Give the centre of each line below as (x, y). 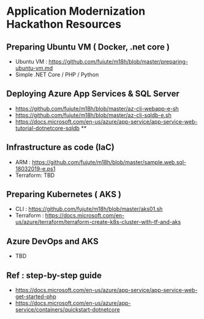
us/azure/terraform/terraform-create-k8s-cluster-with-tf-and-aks (98, 222)
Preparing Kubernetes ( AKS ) (64, 194)
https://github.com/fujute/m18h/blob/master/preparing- (118, 62)
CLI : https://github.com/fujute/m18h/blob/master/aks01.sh (89, 209)
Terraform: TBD (35, 175)
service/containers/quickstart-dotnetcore (68, 310)
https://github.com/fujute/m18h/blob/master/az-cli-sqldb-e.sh (93, 115)
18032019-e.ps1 (35, 168)
